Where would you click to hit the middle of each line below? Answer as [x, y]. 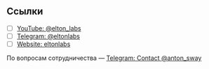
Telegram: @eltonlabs [48, 36]
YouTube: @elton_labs [49, 28]
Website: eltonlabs [43, 44]
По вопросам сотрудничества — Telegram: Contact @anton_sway [104, 58]
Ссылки [25, 11]
